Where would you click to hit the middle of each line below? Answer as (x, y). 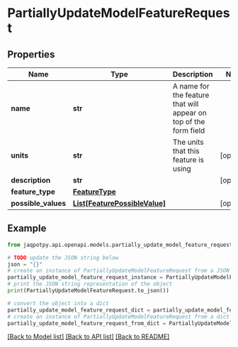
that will (186, 104)
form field (189, 131)
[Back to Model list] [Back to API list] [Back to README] (89, 337)
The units (188, 142)
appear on (189, 113)
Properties (31, 54)
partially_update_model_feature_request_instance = (85, 277)
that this (186, 151)
